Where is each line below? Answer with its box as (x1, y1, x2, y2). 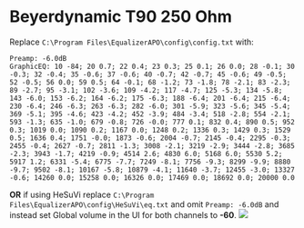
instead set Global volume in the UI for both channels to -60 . (9, 209, 237, 220)
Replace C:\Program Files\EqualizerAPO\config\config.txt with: (9, 36, 255, 47)
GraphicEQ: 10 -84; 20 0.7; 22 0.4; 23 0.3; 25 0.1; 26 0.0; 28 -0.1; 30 (9, 62, 296, 71)
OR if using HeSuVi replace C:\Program (9, 189, 155, 200)
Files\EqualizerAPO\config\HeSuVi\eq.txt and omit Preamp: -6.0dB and (9, 198, 279, 210)
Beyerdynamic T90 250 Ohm (9, 6, 232, 27)
